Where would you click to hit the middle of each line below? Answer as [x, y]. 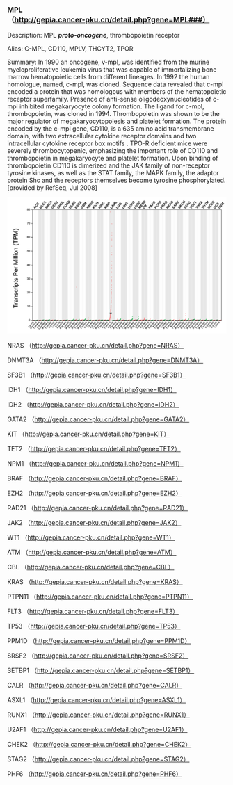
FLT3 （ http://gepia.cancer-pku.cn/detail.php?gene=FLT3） [93, 611]
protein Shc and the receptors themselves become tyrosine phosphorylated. [116, 180]
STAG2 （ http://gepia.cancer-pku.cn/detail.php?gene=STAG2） [98, 759]
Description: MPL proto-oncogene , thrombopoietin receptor [94, 35]
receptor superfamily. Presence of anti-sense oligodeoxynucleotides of [110, 99]
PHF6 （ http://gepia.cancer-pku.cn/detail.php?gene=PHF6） [95, 774]
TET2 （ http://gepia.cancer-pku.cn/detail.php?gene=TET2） [94, 448]
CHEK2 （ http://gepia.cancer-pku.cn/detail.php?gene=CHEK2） [99, 744]
